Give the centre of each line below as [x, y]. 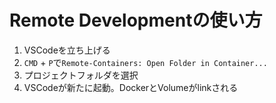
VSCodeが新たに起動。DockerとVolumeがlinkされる [131, 87]
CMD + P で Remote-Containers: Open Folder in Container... [145, 62]
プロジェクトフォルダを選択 [81, 75]
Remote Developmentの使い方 [136, 20]
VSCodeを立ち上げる [67, 50]
